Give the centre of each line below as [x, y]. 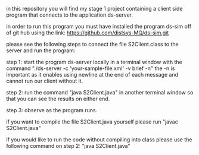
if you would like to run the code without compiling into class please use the [99, 140]
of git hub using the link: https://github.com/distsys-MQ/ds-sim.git [88, 33]
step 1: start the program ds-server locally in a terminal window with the [94, 62]
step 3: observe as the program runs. [52, 110]
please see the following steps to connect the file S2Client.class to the [92, 44]
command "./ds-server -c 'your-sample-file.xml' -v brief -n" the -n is [91, 68]
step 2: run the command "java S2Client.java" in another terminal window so [100, 92]
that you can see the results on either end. [58, 99]
